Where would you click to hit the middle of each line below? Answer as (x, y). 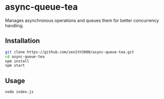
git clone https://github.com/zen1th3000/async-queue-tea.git (70, 52)
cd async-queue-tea (25, 57)
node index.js (20, 92)
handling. (14, 25)
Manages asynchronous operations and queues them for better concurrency (82, 20)
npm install (17, 61)
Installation (22, 41)
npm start (15, 66)
